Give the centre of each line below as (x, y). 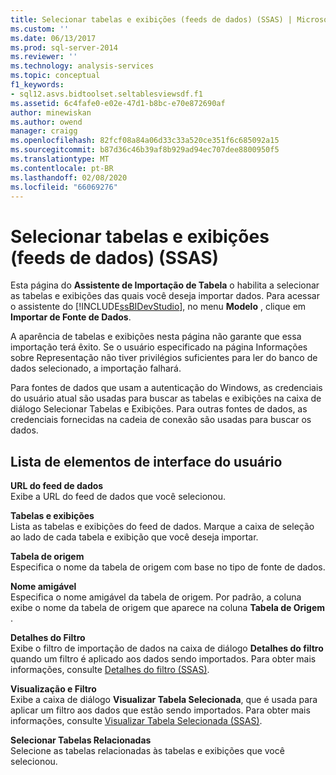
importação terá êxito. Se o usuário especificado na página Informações (159, 347)
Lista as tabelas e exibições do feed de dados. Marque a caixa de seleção (162, 527)
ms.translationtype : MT (60, 159)
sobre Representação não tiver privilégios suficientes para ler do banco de (164, 358)
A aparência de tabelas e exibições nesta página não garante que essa (156, 337)
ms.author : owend (46, 122)
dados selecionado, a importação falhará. (96, 368)
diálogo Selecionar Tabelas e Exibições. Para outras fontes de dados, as (159, 409)
